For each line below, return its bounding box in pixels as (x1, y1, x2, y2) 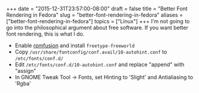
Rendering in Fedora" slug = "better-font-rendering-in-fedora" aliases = (6, 11, 183, 18)
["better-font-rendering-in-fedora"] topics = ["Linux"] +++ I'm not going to (6, 18, 190, 24)
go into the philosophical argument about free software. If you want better (6, 24, 188, 31)
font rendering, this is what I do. (6, 30, 85, 38)
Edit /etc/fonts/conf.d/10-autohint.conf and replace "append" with (14, 61, 185, 68)
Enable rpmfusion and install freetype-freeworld (14, 42, 135, 49)
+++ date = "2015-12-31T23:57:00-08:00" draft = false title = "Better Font (6, 5, 188, 12)
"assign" (14, 67, 36, 74)
